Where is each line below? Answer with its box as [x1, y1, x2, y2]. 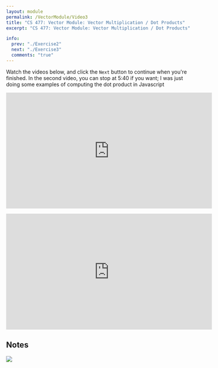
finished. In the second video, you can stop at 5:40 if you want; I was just [6, 74, 183, 81]
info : [6, 36, 19, 42]
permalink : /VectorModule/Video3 [6, 14, 88, 20]
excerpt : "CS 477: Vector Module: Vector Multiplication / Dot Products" [6, 25, 191, 31]
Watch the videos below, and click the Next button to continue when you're [6, 68, 187, 75]
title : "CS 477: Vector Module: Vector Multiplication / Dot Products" [6, 19, 185, 25]
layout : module [6, 8, 43, 15]
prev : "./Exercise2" [11, 41, 62, 47]
